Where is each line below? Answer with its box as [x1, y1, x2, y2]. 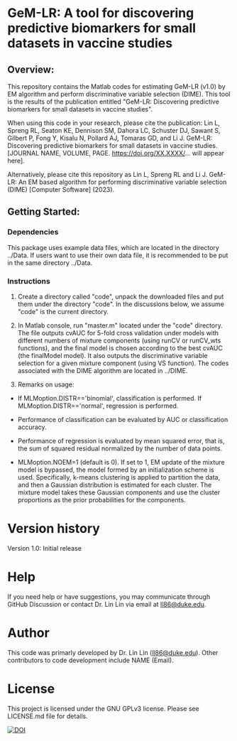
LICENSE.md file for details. [7, 712, 88, 720]
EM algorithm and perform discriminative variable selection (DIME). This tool [7, 90, 231, 98]
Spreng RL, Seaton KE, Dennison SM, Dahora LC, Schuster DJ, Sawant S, [7, 126, 221, 134]
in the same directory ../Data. [7, 258, 93, 267]
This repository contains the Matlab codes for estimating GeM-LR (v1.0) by [7, 82, 226, 90]
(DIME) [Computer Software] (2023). [7, 185, 115, 193]
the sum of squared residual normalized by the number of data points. [17, 444, 222, 453]
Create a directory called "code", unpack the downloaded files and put [17, 292, 224, 301]
